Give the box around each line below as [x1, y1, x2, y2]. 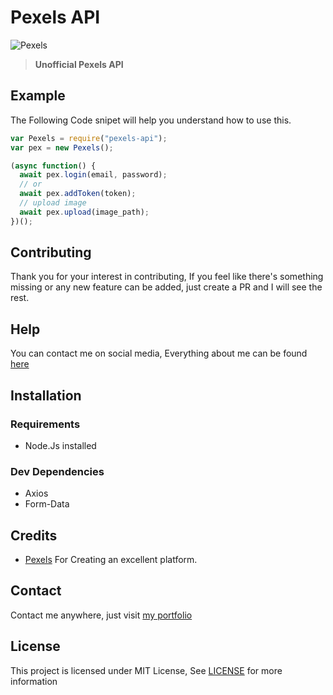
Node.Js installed [24, 439, 97, 451]
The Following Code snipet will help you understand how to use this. [10, 114, 292, 126]
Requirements [10, 417, 81, 431]
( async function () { [10, 161, 97, 171]
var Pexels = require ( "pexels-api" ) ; [10, 133, 168, 143]
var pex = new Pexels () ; [10, 142, 114, 153]
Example [10, 87, 66, 105]
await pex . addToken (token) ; [19, 189, 137, 199]
